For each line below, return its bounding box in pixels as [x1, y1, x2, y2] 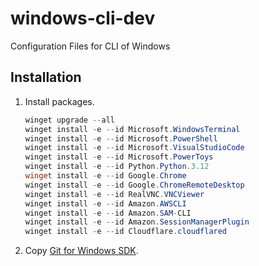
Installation [10, 69, 82, 86]
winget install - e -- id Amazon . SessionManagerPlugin [24, 217, 250, 227]
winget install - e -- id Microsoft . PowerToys [24, 152, 214, 162]
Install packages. [24, 95, 95, 107]
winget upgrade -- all [24, 115, 115, 125]
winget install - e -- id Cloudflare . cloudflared [24, 227, 228, 237]
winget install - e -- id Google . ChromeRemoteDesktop [24, 180, 245, 190]
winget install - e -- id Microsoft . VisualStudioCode [24, 143, 245, 153]
